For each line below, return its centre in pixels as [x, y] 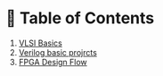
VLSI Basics [41, 43]
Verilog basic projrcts [57, 52]
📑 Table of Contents [80, 18]
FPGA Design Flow [53, 62]
